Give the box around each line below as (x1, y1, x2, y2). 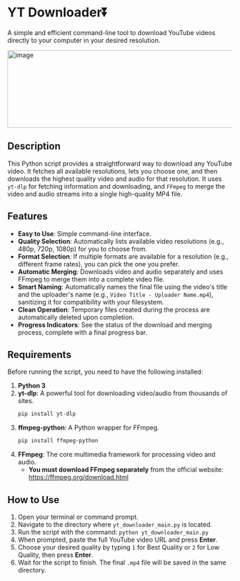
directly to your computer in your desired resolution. (7, 36, 161, 44)
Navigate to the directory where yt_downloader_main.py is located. (17, 520, 213, 529)
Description (7, 140, 61, 152)
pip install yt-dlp (17, 410, 76, 418)
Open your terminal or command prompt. (17, 512, 139, 521)
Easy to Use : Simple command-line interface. (17, 229, 152, 238)
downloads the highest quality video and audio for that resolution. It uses (7, 174, 222, 183)
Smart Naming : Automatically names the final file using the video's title (17, 282, 228, 291)
